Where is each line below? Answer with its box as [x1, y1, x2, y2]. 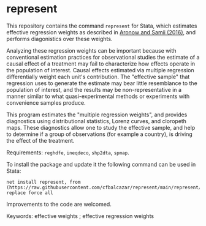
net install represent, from [6, 179, 81, 185]
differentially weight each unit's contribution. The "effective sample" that [6, 73, 190, 80]
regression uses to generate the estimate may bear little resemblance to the [6, 79, 197, 87]
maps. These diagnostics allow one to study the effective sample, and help [6, 124, 196, 131]
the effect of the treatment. [6, 137, 75, 144]
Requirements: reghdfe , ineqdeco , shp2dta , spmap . [6, 149, 130, 156]
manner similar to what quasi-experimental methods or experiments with [6, 92, 190, 100]
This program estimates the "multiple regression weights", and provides [6, 111, 188, 118]
